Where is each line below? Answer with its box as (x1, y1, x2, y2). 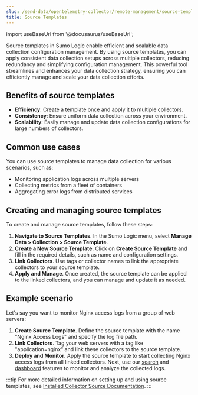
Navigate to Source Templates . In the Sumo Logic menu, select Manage (14, 232, 192, 239)
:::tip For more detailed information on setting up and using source (6, 376, 167, 383)
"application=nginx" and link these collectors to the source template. (14, 345, 181, 352)
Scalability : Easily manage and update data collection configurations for (14, 119, 190, 126)
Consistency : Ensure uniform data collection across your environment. (14, 112, 187, 119)
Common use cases (6, 142, 81, 152)
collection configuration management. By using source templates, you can (6, 48, 187, 55)
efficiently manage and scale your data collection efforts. (6, 73, 145, 80)
